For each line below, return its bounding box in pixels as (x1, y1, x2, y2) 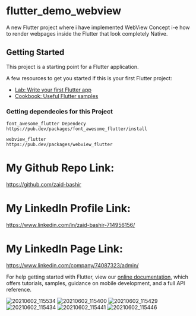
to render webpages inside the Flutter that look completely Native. (6, 30, 168, 37)
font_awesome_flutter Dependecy (6, 121, 86, 127)
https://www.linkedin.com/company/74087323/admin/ (6, 261, 139, 268)
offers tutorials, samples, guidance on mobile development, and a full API (6, 279, 185, 286)
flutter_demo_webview (6, 4, 122, 18)
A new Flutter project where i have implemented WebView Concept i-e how (6, 24, 190, 31)
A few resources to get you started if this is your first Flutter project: (6, 74, 172, 81)
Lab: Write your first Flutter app (14, 86, 92, 93)
